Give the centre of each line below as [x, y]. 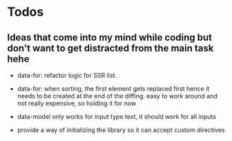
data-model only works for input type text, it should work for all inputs [116, 117]
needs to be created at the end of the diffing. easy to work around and [117, 96]
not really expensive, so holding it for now [77, 103]
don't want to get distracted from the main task [110, 48]
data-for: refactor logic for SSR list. [67, 75]
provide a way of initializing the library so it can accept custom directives [121, 130]
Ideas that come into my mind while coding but [110, 37]
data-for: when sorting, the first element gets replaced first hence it [113, 89]
